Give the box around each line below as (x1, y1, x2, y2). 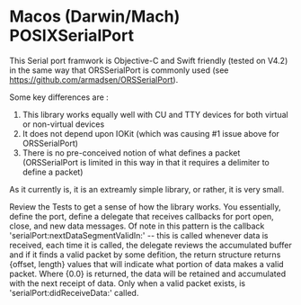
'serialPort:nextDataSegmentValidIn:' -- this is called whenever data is (9, 229, 269, 240)
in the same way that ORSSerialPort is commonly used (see (9, 65, 229, 76)
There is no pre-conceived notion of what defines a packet (22, 147, 241, 158)
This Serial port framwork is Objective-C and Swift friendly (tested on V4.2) (9, 55, 288, 66)
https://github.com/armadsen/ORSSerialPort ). (9, 74, 179, 85)
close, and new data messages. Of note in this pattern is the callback (9, 220, 265, 231)
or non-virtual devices (22, 119, 105, 130)
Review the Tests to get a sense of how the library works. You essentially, (9, 201, 281, 212)
